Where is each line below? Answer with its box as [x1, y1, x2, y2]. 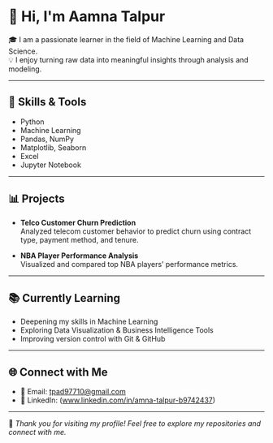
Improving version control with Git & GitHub [19, 334, 166, 344]
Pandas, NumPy [19, 134, 75, 144]
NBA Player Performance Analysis [19, 251, 139, 260]
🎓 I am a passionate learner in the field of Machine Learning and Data [8, 34, 245, 44]
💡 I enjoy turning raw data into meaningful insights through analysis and [8, 54, 249, 64]
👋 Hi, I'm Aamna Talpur [8, 7, 166, 26]
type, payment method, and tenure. [19, 234, 139, 244]
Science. [8, 46, 38, 56]
